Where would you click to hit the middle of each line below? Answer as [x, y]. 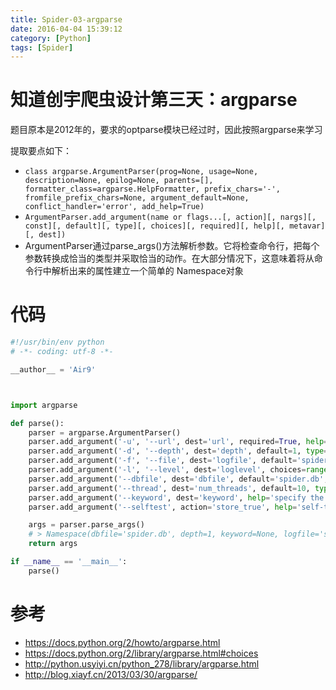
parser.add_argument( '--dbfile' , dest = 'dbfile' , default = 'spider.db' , [178, 479]
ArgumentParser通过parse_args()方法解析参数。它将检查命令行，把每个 [172, 246]
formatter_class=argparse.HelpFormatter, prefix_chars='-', [152, 189]
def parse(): [37, 423]
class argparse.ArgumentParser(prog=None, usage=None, [141, 172]
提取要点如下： [41, 151]
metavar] [307, 226]
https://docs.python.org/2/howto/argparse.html [122, 642]
